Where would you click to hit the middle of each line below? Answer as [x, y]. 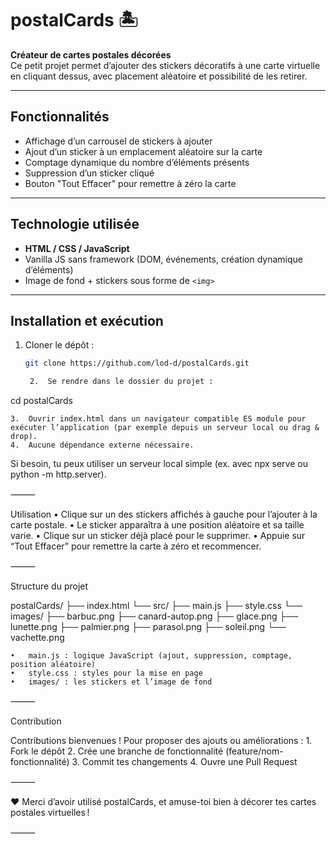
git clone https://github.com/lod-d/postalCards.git [137, 363]
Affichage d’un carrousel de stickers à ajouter [118, 141]
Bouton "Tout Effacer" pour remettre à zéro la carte [130, 183]
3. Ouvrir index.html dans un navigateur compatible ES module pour [158, 419]
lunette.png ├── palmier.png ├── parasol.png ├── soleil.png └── [148, 627]
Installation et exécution [87, 320]
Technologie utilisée [75, 224]
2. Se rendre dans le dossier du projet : [121, 382]
